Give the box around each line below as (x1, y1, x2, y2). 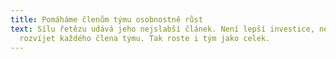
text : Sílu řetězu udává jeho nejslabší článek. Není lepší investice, (10, 24, 315, 34)
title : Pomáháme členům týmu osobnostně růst (10, 14, 203, 25)
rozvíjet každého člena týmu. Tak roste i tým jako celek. (19, 33, 271, 43)
